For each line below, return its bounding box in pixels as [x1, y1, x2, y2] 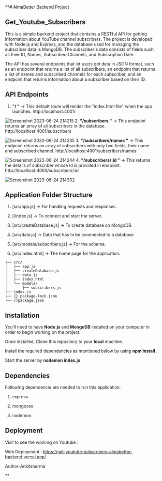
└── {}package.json [5, 298, 44, 303]
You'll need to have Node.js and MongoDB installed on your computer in [5, 324, 150, 330]
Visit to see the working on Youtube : [5, 439, 78, 445]
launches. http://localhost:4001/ [12, 109, 76, 114]
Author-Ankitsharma [5, 463, 45, 469]
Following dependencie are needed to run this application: [5, 385, 121, 390]
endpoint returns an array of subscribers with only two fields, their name [5, 142, 149, 148]
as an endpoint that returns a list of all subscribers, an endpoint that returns [5, 66, 156, 72]
